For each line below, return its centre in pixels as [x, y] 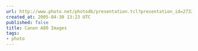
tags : [13, 33]
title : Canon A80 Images [37, 28]
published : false [27, 22]
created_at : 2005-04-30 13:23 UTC [49, 17]
